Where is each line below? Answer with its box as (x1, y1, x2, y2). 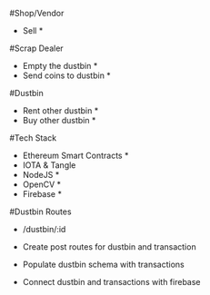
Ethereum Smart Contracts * (22, 150, 129, 161)
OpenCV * (22, 179, 62, 190)
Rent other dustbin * (22, 105, 99, 116)
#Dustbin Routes (9, 206, 72, 217)
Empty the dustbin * (22, 61, 98, 71)
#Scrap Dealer (9, 43, 64, 54)
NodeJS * (22, 170, 60, 180)
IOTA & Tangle (22, 160, 76, 171)
